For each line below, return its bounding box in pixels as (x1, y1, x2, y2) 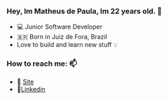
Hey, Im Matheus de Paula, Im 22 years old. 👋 (6, 6, 162, 16)
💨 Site (16, 77, 34, 86)
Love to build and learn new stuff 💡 (16, 41, 118, 49)
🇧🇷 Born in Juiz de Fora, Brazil (16, 33, 108, 41)
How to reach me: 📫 (6, 59, 78, 69)
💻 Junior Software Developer (16, 22, 103, 31)
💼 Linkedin (16, 85, 46, 93)
